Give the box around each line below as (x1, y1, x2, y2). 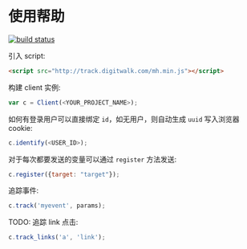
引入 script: (8, 51, 46, 60)
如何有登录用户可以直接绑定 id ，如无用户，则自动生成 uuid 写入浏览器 (8, 114, 240, 124)
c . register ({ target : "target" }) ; (8, 170, 120, 178)
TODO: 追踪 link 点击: (8, 218, 79, 227)
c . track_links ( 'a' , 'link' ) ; (8, 234, 106, 242)
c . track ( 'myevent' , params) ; (8, 202, 106, 210)
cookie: (8, 123, 34, 133)
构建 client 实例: (8, 82, 61, 92)
